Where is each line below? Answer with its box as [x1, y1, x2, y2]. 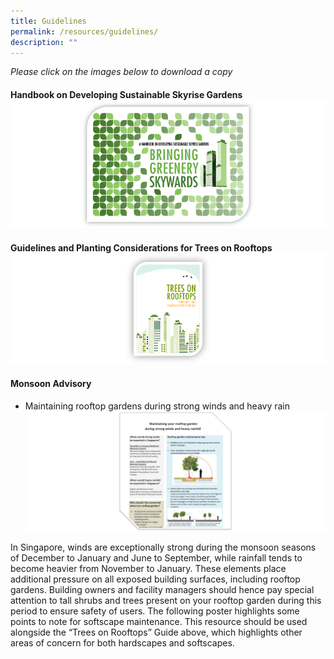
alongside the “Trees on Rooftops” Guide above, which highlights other [10, 626, 303, 638]
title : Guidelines [10, 16, 87, 26]
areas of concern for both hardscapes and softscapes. [10, 636, 235, 649]
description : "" [10, 37, 78, 47]
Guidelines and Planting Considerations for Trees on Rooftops [10, 241, 273, 254]
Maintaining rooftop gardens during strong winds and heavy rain [24, 400, 291, 412]
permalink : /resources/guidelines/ [10, 26, 159, 37]
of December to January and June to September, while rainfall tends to [10, 551, 303, 564]
